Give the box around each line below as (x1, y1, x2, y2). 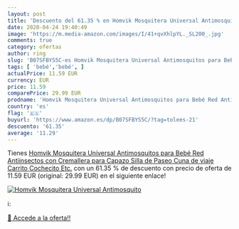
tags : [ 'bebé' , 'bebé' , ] (7, 63, 84, 70)
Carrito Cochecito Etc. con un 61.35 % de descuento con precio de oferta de (7, 164, 232, 173)
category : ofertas (7, 43, 62, 50)
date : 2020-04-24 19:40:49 (7, 23, 87, 31)
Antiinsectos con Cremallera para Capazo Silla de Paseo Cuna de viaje (7, 156, 214, 165)
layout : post (7, 10, 46, 18)
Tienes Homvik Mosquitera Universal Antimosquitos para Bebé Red (7, 149, 204, 157)
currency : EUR (7, 76, 50, 84)
